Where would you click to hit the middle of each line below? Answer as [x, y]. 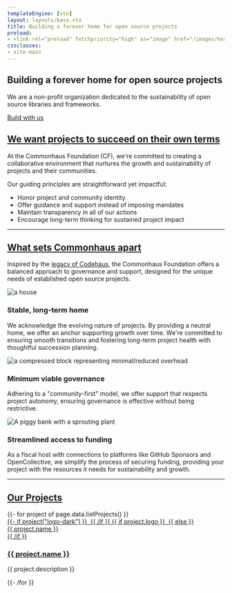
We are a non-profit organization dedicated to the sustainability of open [109, 97]
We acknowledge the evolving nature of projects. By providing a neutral [109, 325]
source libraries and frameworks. [54, 104]
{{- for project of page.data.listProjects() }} [68, 514]
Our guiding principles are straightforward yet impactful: [87, 184]
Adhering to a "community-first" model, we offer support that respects [107, 393]
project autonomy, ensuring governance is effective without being [101, 401]
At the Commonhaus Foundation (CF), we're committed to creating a [104, 156]
